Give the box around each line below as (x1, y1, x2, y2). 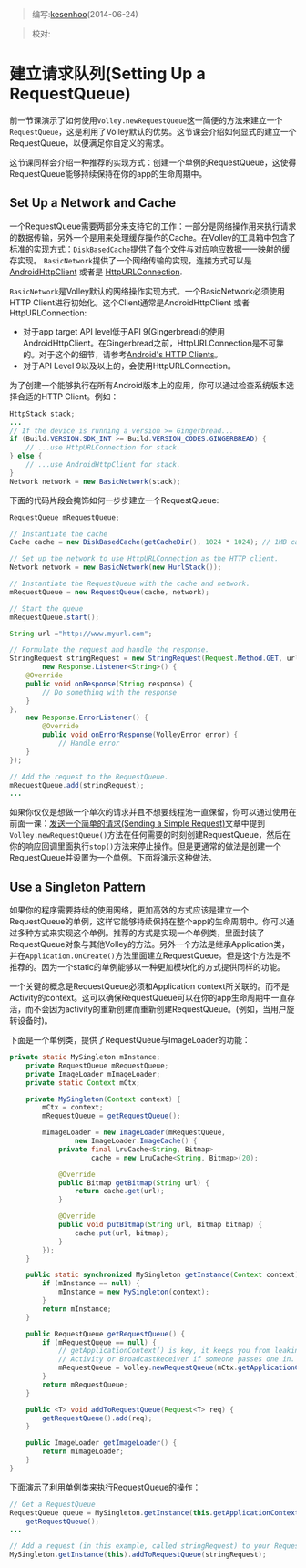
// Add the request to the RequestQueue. (9, 772, 169, 781)
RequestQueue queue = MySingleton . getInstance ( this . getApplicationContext (9, 1508, 300, 1517)
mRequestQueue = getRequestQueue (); (42, 1111, 181, 1120)
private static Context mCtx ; (25, 1078, 141, 1088)
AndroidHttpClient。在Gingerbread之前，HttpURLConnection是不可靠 (22, 337, 284, 348)
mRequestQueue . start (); (9, 613, 100, 622)
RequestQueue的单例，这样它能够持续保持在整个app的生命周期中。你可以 (9, 916, 287, 927)
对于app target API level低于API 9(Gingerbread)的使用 (22, 325, 226, 336)
